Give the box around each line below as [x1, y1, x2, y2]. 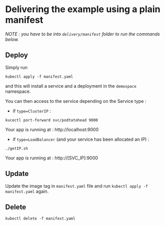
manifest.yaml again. [5, 188, 49, 194]
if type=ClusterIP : [12, 107, 51, 114]
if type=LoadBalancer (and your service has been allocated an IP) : [12, 136, 150, 142]
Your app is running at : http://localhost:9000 [5, 126, 99, 132]
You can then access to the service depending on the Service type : [5, 98, 146, 104]
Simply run [5, 64, 28, 70]
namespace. [5, 88, 31, 94]
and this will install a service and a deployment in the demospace [5, 83, 137, 89]
